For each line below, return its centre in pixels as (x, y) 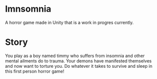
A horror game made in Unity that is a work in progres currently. (69, 22)
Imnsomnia (28, 9)
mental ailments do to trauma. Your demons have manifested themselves (78, 61)
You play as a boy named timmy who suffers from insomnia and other (75, 56)
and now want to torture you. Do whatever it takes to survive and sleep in (79, 66)
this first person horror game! (35, 71)
